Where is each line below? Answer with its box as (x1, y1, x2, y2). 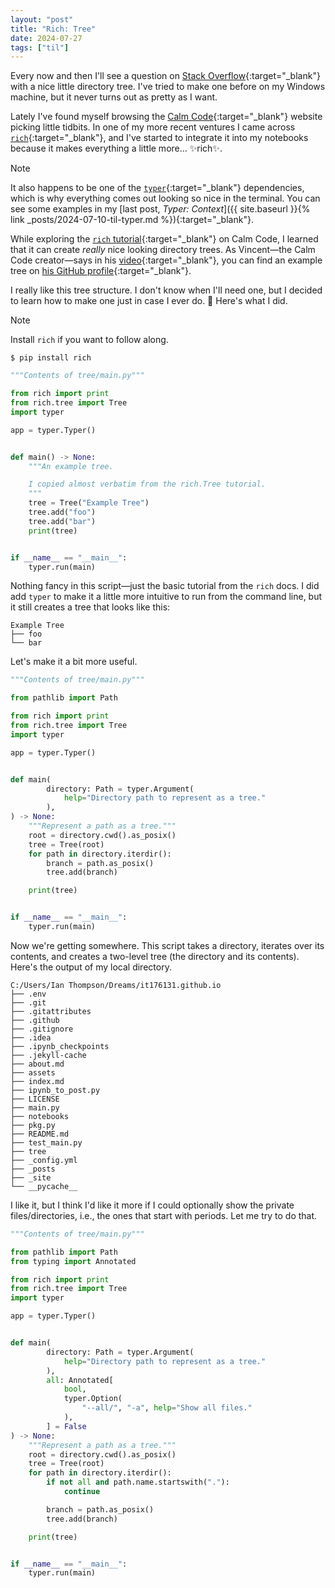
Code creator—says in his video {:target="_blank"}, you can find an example (10, 254, 323, 266)
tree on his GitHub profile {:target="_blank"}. (10, 265, 192, 277)
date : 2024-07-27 (10, 33, 83, 43)
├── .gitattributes (10, 1006, 92, 1016)
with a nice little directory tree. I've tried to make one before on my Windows (10, 81, 326, 93)
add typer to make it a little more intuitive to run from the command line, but (10, 591, 323, 603)
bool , (63, 1384, 87, 1395)
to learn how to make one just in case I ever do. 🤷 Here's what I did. (10, 295, 288, 307)
